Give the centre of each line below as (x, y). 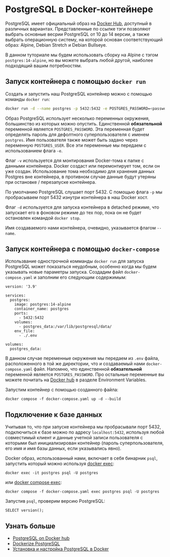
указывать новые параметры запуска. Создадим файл (64, 272)
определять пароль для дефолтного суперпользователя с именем (77, 134)
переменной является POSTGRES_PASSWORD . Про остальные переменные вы (85, 375)
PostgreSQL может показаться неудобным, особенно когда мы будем (81, 267)
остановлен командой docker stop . (43, 218)
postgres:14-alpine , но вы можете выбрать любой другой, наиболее (79, 60)
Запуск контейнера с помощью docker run (76, 81)
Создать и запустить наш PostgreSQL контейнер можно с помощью (79, 94)
